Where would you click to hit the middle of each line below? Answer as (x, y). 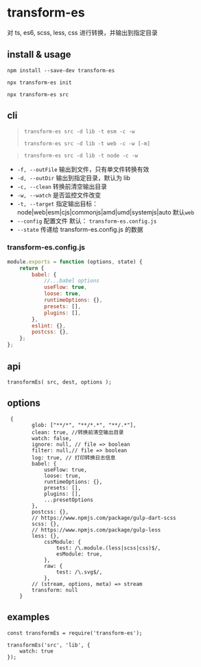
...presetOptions (69, 500)
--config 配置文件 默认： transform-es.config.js (87, 221)
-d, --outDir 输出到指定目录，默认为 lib (73, 177)
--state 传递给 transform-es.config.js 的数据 (80, 229)
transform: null (55, 590)
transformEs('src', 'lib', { (49, 645)
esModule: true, (79, 554)
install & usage (39, 55)
